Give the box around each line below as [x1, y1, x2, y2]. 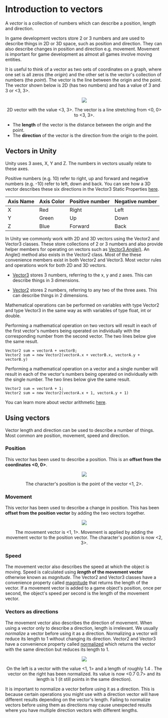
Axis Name [8, 198, 35, 205]
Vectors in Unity [5, 147, 57, 156]
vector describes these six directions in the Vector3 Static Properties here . [5, 186, 159, 192]
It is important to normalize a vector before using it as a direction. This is [5, 686, 155, 692]
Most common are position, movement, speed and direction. [5, 433, 130, 439]
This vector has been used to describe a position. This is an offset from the [5, 456, 161, 462]
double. [5, 313, 21, 319]
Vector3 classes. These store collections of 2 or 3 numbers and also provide [5, 241, 163, 247]
